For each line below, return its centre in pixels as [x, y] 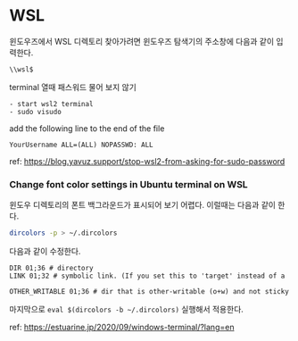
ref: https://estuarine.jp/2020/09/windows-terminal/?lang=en [122, 328]
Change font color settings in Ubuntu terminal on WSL [128, 184]
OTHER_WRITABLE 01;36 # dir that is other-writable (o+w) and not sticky [149, 292]
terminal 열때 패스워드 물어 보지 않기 [73, 87]
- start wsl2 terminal [51, 104]
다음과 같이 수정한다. [45, 252]
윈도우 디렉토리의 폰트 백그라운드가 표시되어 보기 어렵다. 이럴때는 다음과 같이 [143, 205]
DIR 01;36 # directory [51, 269]
